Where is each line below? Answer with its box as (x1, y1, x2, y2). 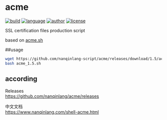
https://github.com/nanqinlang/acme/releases (5, 93, 99, 99)
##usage (5, 47, 24, 53)
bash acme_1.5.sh (5, 61, 41, 66)
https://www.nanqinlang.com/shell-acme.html (5, 109, 99, 115)
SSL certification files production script (5, 27, 85, 33)
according (5, 75, 38, 83)
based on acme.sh (5, 37, 43, 43)
